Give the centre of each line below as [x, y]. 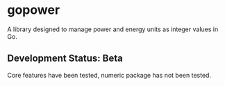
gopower [34, 10]
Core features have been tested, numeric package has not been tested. [109, 75]
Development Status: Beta [65, 59]
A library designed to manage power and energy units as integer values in [113, 29]
